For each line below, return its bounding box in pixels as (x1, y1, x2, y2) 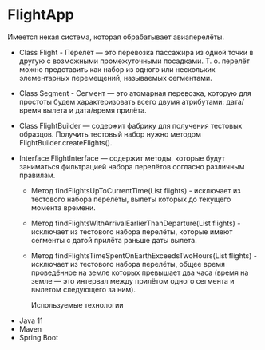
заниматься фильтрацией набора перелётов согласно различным (18, 161, 245, 171)
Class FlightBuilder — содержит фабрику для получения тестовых (18, 121, 243, 130)
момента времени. (30, 202, 97, 213)
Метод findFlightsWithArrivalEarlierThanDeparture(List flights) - (30, 218, 241, 228)
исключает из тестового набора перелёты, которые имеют (30, 226, 233, 237)
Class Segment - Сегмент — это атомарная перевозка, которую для (18, 88, 252, 97)
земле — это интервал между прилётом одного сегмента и (30, 276, 235, 285)
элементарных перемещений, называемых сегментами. (18, 73, 212, 82)
